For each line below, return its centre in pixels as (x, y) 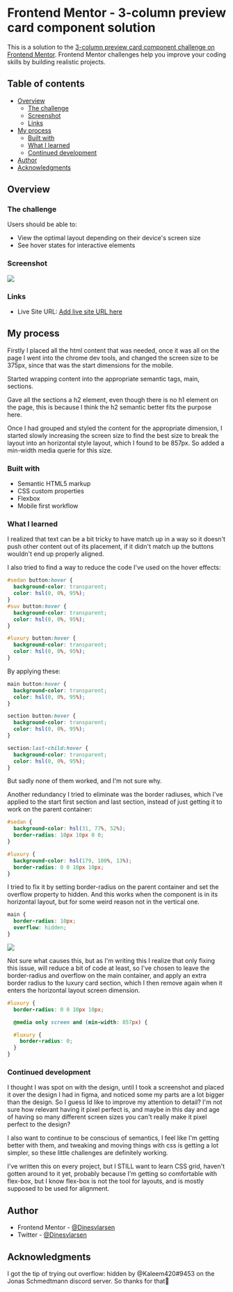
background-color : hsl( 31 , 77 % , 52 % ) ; (70, 829)
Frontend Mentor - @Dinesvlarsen (66, 1228)
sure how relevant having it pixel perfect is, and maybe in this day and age (114, 1110)
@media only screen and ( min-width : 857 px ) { (81, 1022)
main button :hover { (37, 684)
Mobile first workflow (48, 506)
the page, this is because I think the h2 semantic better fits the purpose (110, 407)
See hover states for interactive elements (76, 245)
